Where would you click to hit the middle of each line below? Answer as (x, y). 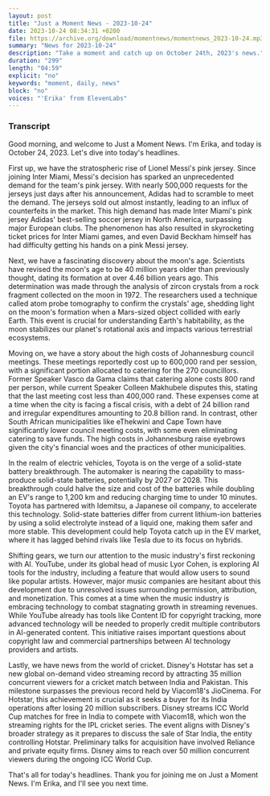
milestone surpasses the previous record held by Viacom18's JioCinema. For (135, 691)
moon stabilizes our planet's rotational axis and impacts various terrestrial (131, 329)
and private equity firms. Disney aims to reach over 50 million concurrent (129, 750)
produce (22, 480)
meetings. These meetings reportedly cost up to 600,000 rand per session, (133, 361)
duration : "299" (35, 61)
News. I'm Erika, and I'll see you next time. (78, 783)
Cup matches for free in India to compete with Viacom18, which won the (127, 716)
